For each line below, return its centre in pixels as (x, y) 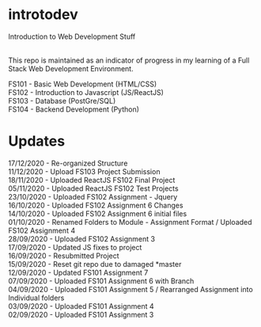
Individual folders (36, 298)
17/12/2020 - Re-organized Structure (68, 163)
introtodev (43, 15)
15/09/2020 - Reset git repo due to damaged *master (95, 264)
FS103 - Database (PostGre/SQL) (62, 101)
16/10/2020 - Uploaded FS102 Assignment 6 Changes (96, 205)
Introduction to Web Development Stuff (72, 36)
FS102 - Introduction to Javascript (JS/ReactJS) (86, 92)
